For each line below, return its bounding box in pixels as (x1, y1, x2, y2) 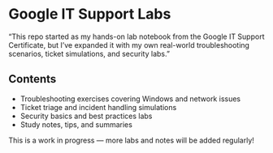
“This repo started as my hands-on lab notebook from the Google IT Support (8, 32, 265, 41)
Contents (8, 72, 57, 86)
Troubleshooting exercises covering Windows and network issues (19, 94, 241, 104)
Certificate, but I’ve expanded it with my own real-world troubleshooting (8, 40, 250, 49)
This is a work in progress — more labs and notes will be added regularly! (8, 135, 254, 145)
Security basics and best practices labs (19, 111, 153, 121)
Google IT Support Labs (8, 5, 171, 23)
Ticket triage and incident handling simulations (19, 102, 177, 112)
